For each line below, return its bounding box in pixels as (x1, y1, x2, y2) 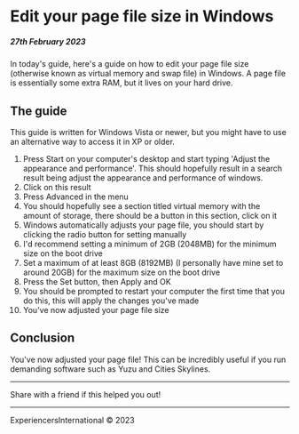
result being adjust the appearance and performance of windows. (22, 172, 264, 183)
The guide (10, 103, 67, 118)
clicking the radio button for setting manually (22, 229, 187, 239)
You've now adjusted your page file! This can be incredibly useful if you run (10, 354, 287, 365)
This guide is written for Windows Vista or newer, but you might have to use (10, 126, 287, 137)
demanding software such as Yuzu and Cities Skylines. (10, 363, 211, 374)
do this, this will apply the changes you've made (22, 295, 200, 306)
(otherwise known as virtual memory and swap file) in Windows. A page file (10, 68, 287, 79)
